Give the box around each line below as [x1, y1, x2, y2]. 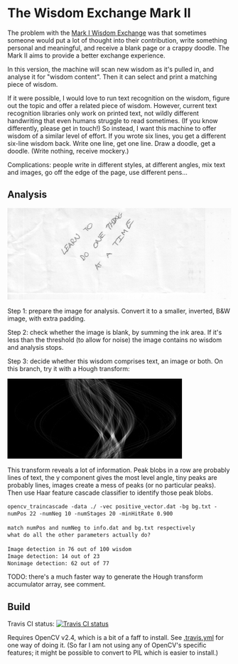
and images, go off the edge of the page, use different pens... [7, 168, 188, 176]
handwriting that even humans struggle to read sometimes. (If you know [7, 116, 218, 125]
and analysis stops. [7, 343, 64, 352]
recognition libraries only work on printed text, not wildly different [7, 109, 199, 117]
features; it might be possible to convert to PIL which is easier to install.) [7, 648, 219, 657]
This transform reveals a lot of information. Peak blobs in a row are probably [7, 466, 230, 474]
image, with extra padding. [7, 314, 86, 323]
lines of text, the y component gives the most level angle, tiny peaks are [7, 473, 218, 482]
